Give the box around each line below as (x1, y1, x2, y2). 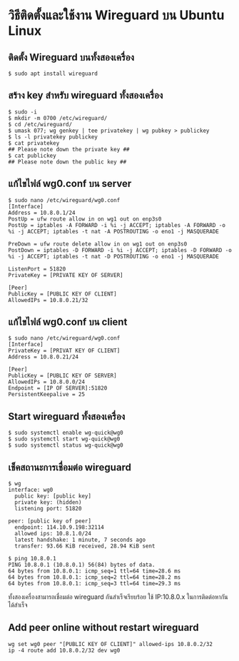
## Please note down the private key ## (8, 146, 131, 153)
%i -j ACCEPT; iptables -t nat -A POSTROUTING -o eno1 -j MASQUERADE (8, 228, 220, 235)
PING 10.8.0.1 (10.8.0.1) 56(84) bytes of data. (8, 561, 156, 569)
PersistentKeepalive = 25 (8, 391, 85, 398)
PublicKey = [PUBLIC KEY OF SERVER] (8, 372, 117, 380)
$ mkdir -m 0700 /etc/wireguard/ (8, 114, 108, 121)
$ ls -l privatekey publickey (8, 133, 98, 141)
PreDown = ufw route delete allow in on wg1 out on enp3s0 (8, 240, 188, 248)
